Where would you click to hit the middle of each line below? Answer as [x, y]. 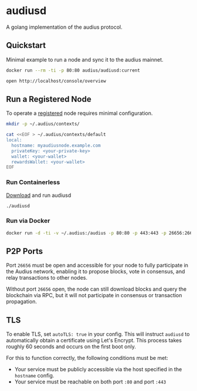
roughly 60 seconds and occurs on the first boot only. [71, 346]
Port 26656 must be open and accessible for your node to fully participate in [97, 266]
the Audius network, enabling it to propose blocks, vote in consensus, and [96, 271]
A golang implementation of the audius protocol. [64, 27]
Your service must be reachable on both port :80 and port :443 [90, 382]
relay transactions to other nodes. [47, 278]
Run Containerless [33, 182]
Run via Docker [28, 221]
